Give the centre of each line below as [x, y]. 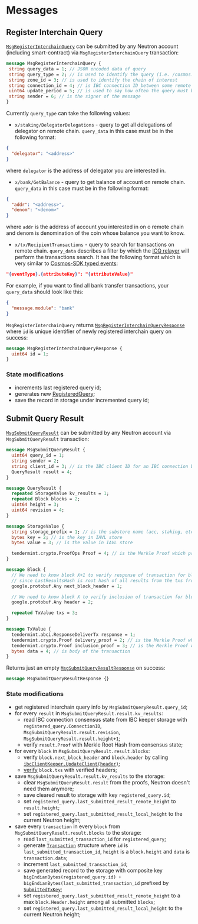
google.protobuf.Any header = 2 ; [52, 602]
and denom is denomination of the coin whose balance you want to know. [95, 233]
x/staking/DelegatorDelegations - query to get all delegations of [93, 125]
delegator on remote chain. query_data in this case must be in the [94, 131]
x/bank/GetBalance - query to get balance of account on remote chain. [100, 182]
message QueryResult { [34, 488]
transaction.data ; [45, 858]
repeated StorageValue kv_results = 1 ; [60, 494]
